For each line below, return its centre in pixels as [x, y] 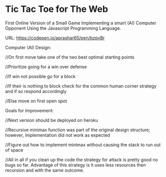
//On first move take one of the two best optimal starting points [70, 57]
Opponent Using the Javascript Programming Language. [63, 28]
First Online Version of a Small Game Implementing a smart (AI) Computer [81, 23]
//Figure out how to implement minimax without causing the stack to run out [83, 145]
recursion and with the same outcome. [45, 170]
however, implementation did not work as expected [58, 135]
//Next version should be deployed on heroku [52, 120]
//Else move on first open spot [36, 101]
